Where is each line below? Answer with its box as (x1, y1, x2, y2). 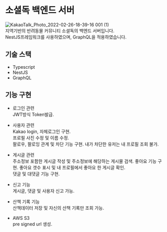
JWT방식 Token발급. (12, 111, 54, 117)
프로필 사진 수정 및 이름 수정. (12, 134, 70, 141)
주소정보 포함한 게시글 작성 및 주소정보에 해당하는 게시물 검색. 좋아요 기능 (12, 158, 157, 164)
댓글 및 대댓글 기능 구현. (12, 170, 60, 177)
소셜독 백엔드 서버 (5, 5, 75, 16)
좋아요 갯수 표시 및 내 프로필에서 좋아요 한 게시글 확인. (19, 164, 126, 170)
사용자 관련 (12, 122, 35, 128)
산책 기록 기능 (12, 198, 40, 205)
